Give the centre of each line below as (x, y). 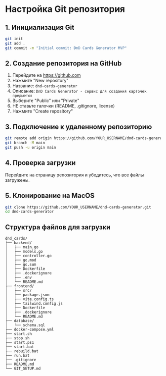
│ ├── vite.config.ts (30, 299)
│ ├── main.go (22, 247)
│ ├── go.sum (21, 265)
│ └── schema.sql (25, 325)
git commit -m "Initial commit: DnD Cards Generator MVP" (66, 48)
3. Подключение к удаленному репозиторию (79, 127)
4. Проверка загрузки (40, 163)
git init (14, 39)
